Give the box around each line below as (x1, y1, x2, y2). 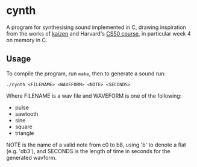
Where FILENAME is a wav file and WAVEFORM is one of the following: (6, 92, 182, 99)
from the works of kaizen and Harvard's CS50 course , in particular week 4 (6, 30, 191, 37)
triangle (14, 129, 34, 136)
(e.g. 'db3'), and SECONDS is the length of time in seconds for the (6, 147, 170, 154)
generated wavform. (6, 154, 57, 161)
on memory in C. (6, 36, 48, 43)
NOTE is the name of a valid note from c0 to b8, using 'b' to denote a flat (6, 141, 187, 148)
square (14, 123, 33, 130)
